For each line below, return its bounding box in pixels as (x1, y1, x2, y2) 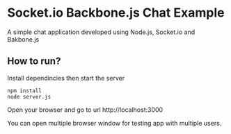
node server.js (7, 93, 51, 100)
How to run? (7, 56, 61, 67)
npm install (7, 87, 42, 94)
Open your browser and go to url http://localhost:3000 (7, 106, 164, 114)
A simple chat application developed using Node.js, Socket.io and (7, 28, 196, 36)
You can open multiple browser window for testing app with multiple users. (7, 119, 222, 127)
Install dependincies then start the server (7, 74, 125, 82)
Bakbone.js (7, 35, 40, 43)
